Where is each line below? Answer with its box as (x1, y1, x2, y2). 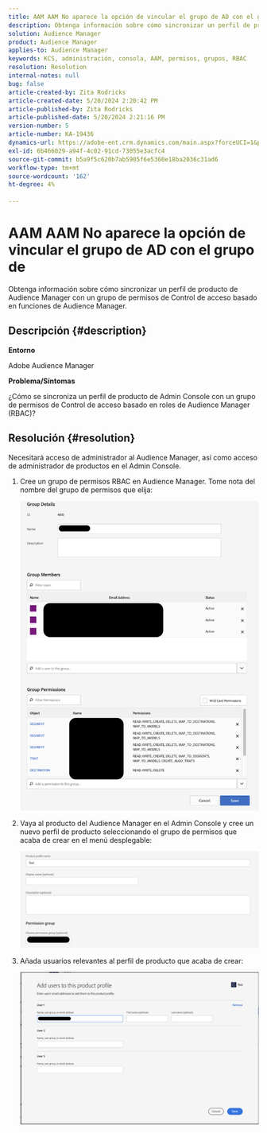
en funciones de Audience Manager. (8, 301, 127, 310)
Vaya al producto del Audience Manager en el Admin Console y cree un (19, 818, 254, 828)
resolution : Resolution (8, 64, 87, 72)
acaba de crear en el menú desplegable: (19, 835, 153, 844)
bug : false (8, 80, 44, 87)
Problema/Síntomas (8, 376, 75, 386)
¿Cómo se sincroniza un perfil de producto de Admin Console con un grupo (8, 391, 256, 401)
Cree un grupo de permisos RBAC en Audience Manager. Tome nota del (19, 476, 256, 486)
